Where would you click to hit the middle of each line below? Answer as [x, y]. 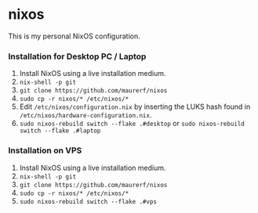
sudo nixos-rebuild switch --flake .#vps [88, 201]
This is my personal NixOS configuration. [74, 36]
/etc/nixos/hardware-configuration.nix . [85, 115]
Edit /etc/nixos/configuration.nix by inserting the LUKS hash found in [135, 106]
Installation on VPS [45, 150]
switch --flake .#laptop [60, 131]
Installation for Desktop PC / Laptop [77, 56]
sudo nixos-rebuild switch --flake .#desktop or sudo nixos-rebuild [132, 124]
